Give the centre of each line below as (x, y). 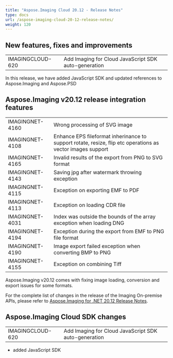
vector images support (81, 149)
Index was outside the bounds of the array (105, 216)
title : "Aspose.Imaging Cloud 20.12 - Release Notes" (64, 10)
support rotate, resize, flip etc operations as (106, 143)
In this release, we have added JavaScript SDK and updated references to (84, 78)
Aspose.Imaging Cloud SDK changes (66, 317)
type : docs (17, 15)
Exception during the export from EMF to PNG (109, 231)
